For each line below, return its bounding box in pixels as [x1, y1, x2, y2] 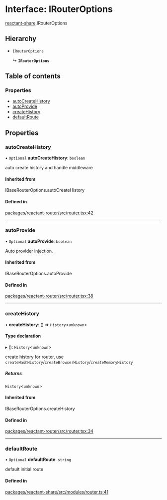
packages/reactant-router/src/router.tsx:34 [5, 428, 93, 434]
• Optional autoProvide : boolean [5, 238, 72, 244]
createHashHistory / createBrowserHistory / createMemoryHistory [5, 359, 133, 365]
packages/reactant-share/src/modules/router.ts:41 [5, 489, 108, 495]
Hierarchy [5, 34, 37, 43]
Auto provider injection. [5, 248, 53, 254]
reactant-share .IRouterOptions [5, 20, 68, 26]
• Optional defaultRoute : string [5, 457, 72, 463]
